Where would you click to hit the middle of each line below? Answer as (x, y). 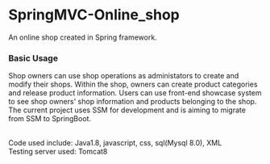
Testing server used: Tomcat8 (58, 152)
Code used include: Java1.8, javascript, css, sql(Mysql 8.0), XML (115, 143)
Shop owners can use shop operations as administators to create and (124, 76)
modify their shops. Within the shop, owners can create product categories (133, 84)
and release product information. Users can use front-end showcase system (135, 93)
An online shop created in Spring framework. (83, 37)
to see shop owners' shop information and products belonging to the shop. (133, 102)
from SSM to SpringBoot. (50, 119)
